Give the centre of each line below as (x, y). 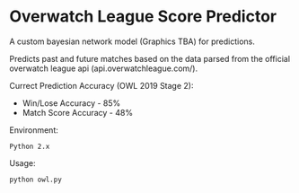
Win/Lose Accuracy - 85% (71, 103)
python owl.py (36, 180)
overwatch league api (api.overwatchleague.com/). (104, 68)
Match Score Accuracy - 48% (77, 112)
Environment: (34, 130)
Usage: (22, 162)
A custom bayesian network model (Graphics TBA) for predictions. (132, 41)
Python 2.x (30, 146)
